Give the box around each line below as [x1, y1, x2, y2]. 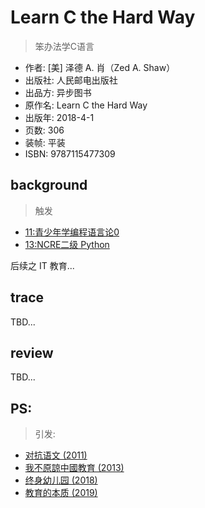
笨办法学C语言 [34, 40, 95, 52]
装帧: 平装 [24, 136, 66, 148]
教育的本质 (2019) [24, 487, 98, 499]
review [10, 344, 54, 361]
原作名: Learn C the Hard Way [24, 99, 148, 111]
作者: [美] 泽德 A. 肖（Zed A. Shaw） [24, 61, 176, 73]
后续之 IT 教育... [10, 259, 75, 271]
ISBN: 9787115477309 [24, 147, 116, 160]
